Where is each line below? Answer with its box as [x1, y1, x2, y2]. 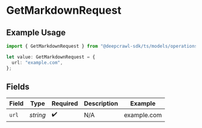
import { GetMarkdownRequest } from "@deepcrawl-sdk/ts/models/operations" [6, 43, 200, 49]
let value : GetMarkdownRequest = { [6, 54, 96, 60]
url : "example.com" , [11, 59, 63, 66]
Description [84, 99, 118, 108]
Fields [6, 81, 30, 92]
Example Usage [6, 28, 66, 38]
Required [51, 99, 78, 108]
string [29, 111, 46, 119]
